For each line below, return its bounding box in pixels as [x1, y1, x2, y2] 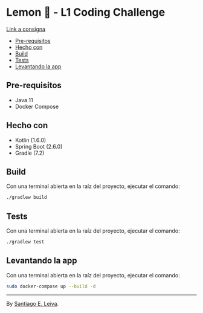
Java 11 [14, 96, 33, 103]
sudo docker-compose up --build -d [6, 283, 96, 289]
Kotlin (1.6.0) [14, 136, 47, 144]
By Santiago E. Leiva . [6, 300, 59, 307]
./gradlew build [6, 195, 47, 201]
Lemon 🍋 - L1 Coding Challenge [6, 5, 166, 19]
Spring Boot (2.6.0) [14, 143, 63, 150]
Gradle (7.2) [14, 149, 45, 156]
